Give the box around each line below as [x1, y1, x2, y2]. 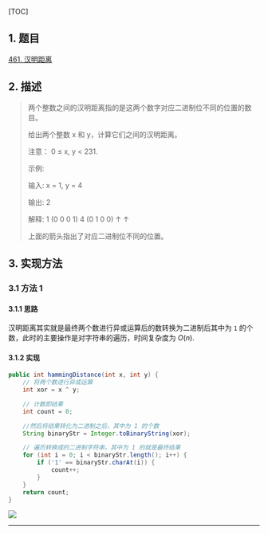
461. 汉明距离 [8, 54, 53, 64]
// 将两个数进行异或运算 [22, 379, 93, 387]
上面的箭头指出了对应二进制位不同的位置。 [27, 231, 168, 241]
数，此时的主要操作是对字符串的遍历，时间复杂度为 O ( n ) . [8, 333, 195, 343]
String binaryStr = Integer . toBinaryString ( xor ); [22, 430, 191, 438]
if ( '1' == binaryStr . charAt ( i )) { [37, 458, 156, 467]
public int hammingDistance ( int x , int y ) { [8, 371, 159, 379]
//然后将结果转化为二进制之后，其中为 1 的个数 [22, 422, 160, 430]
